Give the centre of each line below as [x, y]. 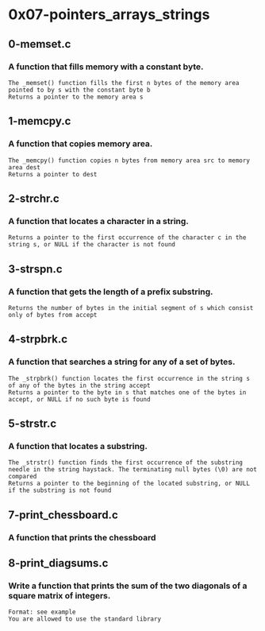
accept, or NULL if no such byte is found [79, 399]
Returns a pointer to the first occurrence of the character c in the [127, 238]
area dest [25, 167]
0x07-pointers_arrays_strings [109, 15]
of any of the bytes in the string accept [79, 385]
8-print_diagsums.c [58, 563]
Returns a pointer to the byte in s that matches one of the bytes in [127, 392]
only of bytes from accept [53, 315]
